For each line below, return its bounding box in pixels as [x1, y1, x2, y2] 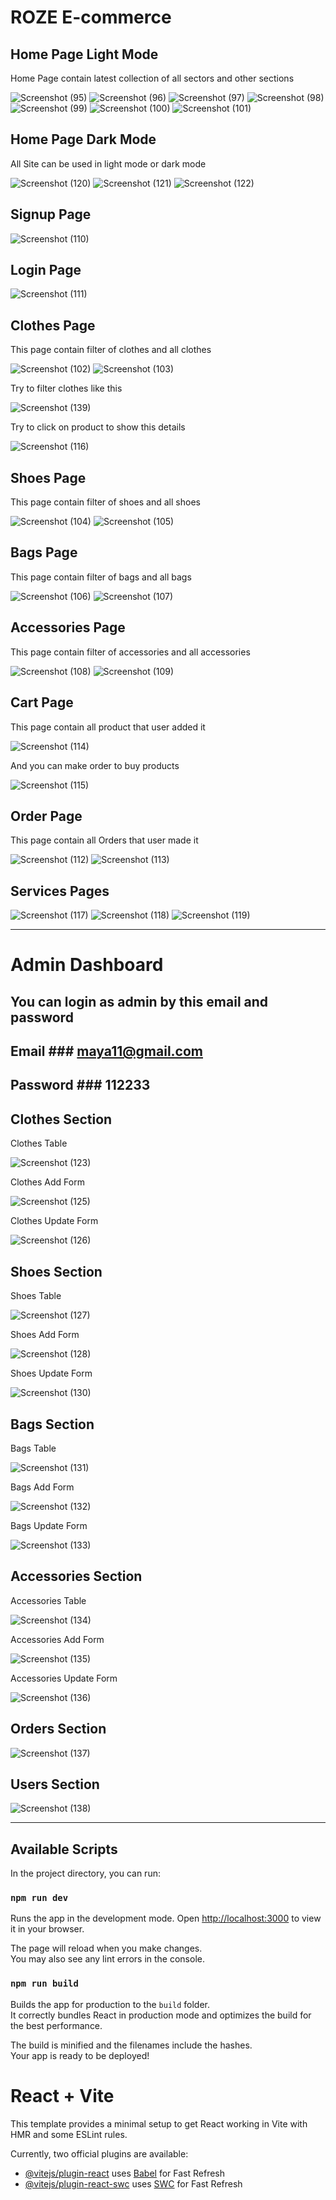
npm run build [10, 1978, 79, 1990]
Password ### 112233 [10, 1077, 151, 1094]
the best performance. [10, 2019, 103, 2031]
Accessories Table [10, 1594, 87, 1606]
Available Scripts [10, 1841, 118, 1858]
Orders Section [10, 1721, 107, 1738]
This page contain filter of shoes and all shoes [10, 496, 201, 508]
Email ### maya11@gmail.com [10, 1043, 203, 1060]
